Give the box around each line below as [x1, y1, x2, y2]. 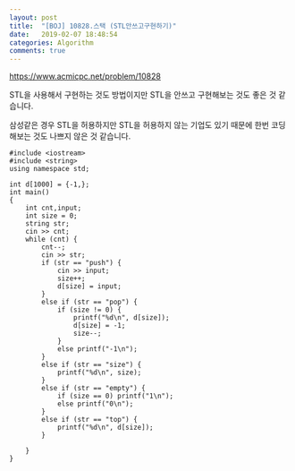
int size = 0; [25, 211, 78, 220]
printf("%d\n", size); [56, 368, 142, 377]
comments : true [9, 47, 66, 56]
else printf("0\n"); [56, 399, 134, 408]
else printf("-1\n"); [56, 345, 139, 354]
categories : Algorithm [9, 38, 94, 47]
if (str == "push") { [41, 259, 122, 268]
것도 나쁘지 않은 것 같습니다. [32, 131, 131, 141]
